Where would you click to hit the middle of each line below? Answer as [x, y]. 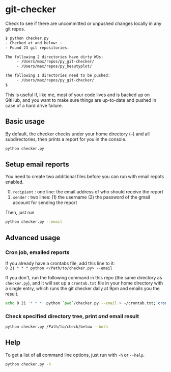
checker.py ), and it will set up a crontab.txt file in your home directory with [84, 283]
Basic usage [25, 121]
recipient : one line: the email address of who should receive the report [88, 192]
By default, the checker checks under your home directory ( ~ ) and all [78, 134]
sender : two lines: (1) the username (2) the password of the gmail [81, 197]
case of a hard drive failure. [34, 105]
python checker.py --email [34, 222]
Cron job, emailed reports [37, 252]
